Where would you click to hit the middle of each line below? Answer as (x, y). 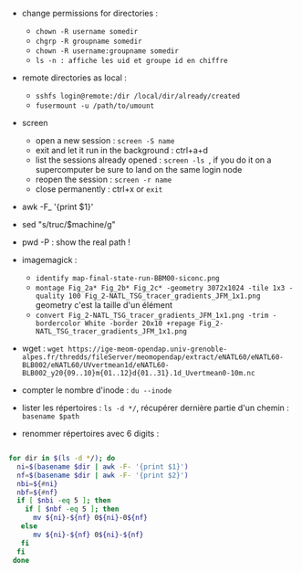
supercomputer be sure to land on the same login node (139, 169)
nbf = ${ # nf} (37, 493)
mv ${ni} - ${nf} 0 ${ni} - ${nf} (88, 535)
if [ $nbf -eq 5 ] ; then (72, 509)
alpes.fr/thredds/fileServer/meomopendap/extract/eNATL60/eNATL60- (152, 357)
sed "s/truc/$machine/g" (68, 224)
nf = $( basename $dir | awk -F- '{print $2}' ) (103, 475)
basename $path (51, 417)
